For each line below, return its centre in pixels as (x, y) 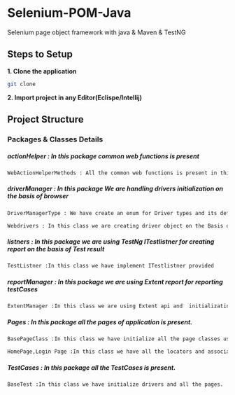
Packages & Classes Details (55, 139)
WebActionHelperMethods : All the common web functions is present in (112, 173)
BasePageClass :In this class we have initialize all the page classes (114, 339)
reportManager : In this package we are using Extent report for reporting (115, 282)
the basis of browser (38, 196)
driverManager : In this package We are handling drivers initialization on (115, 189)
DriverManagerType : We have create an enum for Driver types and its (112, 213)
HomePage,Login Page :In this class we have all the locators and (106, 352)
